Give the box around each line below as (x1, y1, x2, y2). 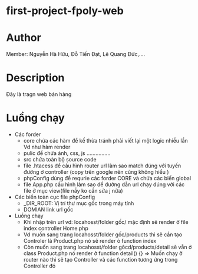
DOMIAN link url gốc (23, 206, 74, 213)
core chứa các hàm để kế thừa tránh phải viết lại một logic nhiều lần (23, 137, 189, 144)
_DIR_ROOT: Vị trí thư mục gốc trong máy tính (23, 200, 134, 207)
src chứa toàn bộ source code (23, 156, 97, 163)
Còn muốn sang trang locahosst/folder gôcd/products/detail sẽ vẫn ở (23, 243, 192, 250)
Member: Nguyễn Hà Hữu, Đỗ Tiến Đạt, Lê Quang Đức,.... (6, 51, 146, 58)
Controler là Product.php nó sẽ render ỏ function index (23, 237, 157, 244)
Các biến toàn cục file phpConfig (14, 193, 95, 200)
